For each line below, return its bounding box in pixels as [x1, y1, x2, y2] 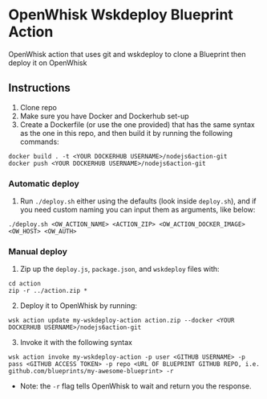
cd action [8, 280, 42, 288]
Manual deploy [8, 245, 68, 257]
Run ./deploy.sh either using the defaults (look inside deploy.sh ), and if [19, 196, 257, 206]
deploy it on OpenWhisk [8, 58, 87, 68]
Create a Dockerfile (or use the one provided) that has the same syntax [19, 119, 255, 130]
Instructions [8, 81, 71, 95]
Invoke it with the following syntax [19, 338, 133, 348]
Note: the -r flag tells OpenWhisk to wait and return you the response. [19, 381, 252, 391]
